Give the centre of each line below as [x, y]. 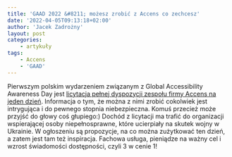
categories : [25, 40]
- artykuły [36, 46]
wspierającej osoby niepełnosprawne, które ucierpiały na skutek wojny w [114, 123]
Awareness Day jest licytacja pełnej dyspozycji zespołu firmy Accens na [112, 94]
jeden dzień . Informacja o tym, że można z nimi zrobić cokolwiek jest [108, 101]
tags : [15, 54]
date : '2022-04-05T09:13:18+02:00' [60, 20]
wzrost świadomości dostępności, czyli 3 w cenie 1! [82, 146]
